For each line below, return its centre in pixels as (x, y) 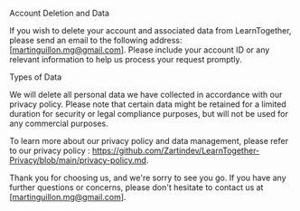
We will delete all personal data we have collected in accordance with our (146, 95)
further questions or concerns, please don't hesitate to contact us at (136, 187)
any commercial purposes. (59, 123)
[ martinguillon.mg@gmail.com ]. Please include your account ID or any (140, 50)
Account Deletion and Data (60, 13)
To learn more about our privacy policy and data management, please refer (149, 141)
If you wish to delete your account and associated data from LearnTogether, (150, 30)
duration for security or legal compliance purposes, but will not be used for (149, 114)
